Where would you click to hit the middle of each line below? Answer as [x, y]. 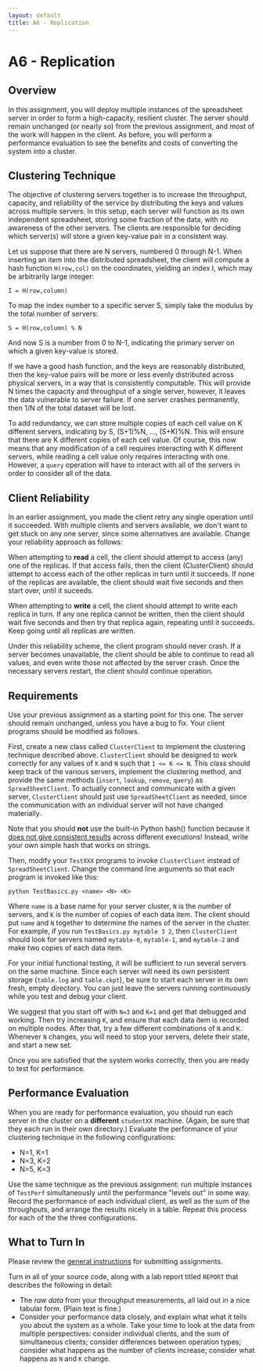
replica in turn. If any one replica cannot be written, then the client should [126, 614]
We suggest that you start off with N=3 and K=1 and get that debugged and [127, 1011]
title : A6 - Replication [49, 23]
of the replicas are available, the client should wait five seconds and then [126, 583]
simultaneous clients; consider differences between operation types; [130, 1342]
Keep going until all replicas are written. [72, 631]
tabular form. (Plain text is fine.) [70, 1308]
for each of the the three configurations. [73, 1217]
